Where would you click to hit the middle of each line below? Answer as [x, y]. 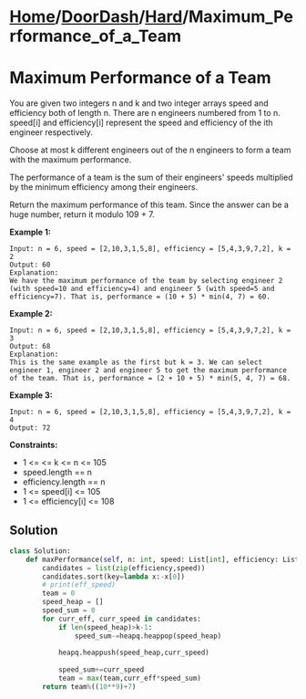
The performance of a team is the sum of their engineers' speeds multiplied [151, 177]
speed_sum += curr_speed [101, 670]
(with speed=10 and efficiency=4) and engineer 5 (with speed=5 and [142, 289]
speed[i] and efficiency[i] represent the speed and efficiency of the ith [141, 123]
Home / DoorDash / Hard [96, 17]
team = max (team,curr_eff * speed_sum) [130, 678]
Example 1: [31, 232]
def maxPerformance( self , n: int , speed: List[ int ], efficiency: [153, 559]
